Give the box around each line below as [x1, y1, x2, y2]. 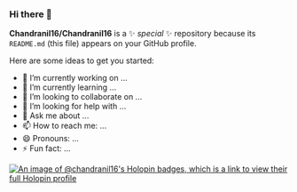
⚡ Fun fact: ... [21, 143, 71, 154]
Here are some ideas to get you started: [9, 55, 155, 66]
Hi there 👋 [9, 8, 53, 20]
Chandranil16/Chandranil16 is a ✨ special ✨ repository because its [9, 28, 256, 39]
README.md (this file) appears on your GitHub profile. [9, 38, 197, 49]
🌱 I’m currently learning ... [21, 82, 117, 92]
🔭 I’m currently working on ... [21, 73, 128, 84]
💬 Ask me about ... [21, 110, 90, 121]
